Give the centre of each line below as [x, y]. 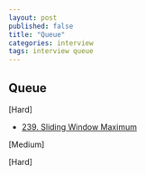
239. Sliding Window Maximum [79, 126]
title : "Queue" [37, 34]
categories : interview [51, 43]
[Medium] [27, 144]
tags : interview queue [51, 51]
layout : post [33, 18]
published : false [41, 26]
